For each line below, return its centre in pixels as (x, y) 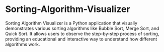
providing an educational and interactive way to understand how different (81, 39)
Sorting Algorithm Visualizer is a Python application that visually (71, 23)
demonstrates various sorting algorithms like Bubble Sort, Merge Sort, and (82, 28)
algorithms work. (23, 44)
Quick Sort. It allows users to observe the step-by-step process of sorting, (82, 33)
